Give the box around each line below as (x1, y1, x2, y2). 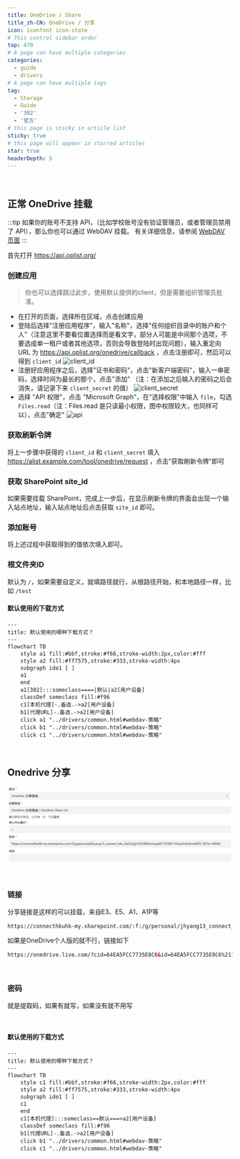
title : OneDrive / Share (7, 11, 81, 19)
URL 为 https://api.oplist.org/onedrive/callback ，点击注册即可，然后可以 (17, 348, 232, 357)
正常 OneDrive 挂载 (7, 197, 93, 210)
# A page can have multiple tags (7, 79, 107, 86)
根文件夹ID (7, 559, 44, 569)
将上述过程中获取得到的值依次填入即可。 (7, 540, 126, 549)
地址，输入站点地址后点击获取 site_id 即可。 (26, 502, 159, 511)
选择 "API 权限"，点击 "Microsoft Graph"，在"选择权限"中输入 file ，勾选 (17, 393, 232, 402)
